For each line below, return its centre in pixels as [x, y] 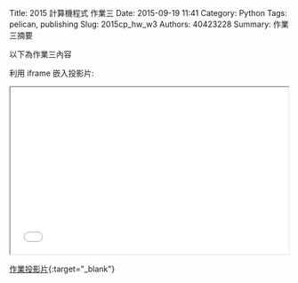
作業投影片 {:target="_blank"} [62, 269]
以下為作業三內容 [40, 54]
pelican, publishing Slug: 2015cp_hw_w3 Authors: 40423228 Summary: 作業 [149, 24]
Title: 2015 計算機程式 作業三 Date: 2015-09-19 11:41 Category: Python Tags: [148, 13]
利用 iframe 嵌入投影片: [52, 73]
